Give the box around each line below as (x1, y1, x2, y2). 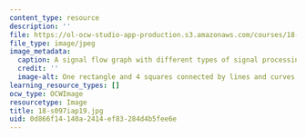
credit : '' (17, 64, 59, 74)
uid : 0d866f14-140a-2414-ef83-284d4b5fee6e (9, 114, 178, 123)
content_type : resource (9, 13, 100, 23)
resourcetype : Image (9, 97, 88, 107)
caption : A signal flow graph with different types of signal (17, 55, 259, 64)
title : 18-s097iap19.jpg (9, 106, 104, 115)
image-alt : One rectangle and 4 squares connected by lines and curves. (17, 73, 300, 82)
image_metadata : (9, 47, 71, 56)
